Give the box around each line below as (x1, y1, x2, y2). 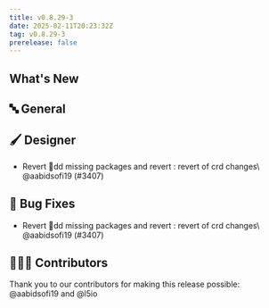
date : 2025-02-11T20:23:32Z (9, 21, 114, 30)
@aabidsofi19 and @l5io (9, 288, 98, 299)
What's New (9, 71, 79, 86)
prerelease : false (9, 37, 77, 47)
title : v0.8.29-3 (9, 12, 74, 22)
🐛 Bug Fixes (9, 196, 76, 212)
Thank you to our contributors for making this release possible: (9, 279, 240, 290)
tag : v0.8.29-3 (9, 29, 66, 38)
